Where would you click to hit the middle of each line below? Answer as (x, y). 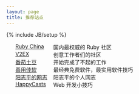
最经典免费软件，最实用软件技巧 (93, 69)
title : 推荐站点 (25, 17)
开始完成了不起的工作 (80, 62)
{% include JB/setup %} (36, 34)
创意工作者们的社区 (77, 54)
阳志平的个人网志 (74, 77)
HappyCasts (31, 84)
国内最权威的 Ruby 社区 (83, 47)
